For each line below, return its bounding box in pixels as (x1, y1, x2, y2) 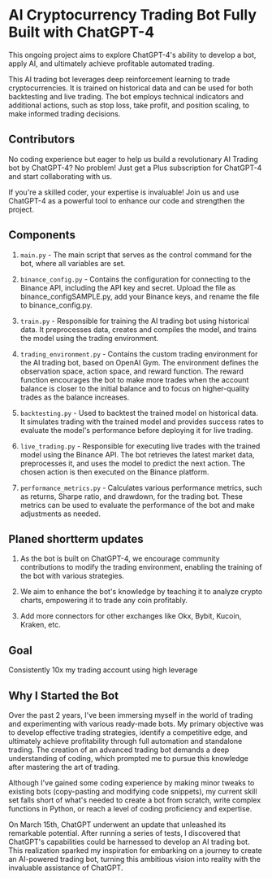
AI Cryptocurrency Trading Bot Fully (8, 6, 257, 24)
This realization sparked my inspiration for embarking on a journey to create (8, 846, 262, 855)
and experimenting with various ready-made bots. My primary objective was (8, 719, 264, 728)
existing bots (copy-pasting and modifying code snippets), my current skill (8, 787, 257, 796)
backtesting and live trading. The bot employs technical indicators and (8, 91, 244, 101)
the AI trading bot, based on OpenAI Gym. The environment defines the (19, 357, 259, 367)
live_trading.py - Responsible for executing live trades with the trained (19, 441, 261, 451)
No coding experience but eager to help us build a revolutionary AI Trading (8, 154, 258, 164)
